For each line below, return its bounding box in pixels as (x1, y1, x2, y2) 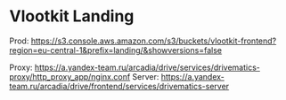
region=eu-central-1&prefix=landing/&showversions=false (9, 44, 223, 55)
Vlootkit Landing (9, 6, 135, 27)
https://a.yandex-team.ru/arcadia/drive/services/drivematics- (34, 62, 260, 73)
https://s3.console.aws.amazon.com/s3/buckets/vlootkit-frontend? (30, 35, 277, 46)
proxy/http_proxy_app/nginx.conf (9, 71, 131, 81)
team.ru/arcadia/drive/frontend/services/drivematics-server (9, 81, 230, 91)
